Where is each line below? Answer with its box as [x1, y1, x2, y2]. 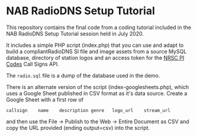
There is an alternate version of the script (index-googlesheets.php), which [6, 83, 189, 90]
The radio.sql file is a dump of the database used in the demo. [6, 72, 160, 79]
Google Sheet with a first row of [6, 96, 84, 103]
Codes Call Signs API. [6, 60, 59, 68]
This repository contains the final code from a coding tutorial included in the [6, 24, 191, 31]
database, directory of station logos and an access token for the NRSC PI [6, 54, 185, 61]
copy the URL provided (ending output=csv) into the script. [6, 124, 150, 131]
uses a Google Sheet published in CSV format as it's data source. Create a [6, 90, 188, 97]
